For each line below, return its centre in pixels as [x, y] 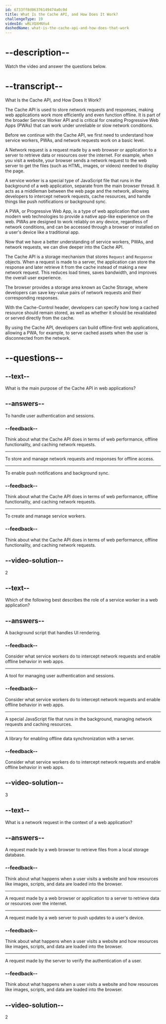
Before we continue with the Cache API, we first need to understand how [79, 135]
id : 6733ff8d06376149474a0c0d [36, 10]
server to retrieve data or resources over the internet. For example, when [79, 155]
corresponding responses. [32, 298]
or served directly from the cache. [40, 318]
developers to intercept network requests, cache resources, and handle [78, 196]
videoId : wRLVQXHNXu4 [27, 24]
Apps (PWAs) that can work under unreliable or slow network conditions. [79, 125]
